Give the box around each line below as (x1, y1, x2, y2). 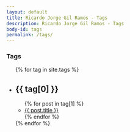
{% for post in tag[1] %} (24, 100, 84, 107)
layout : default (6, 9, 48, 15)
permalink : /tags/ (6, 32, 53, 38)
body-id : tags (6, 26, 43, 33)
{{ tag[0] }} (15, 83, 59, 94)
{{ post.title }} (24, 107, 59, 114)
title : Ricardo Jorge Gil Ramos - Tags (6, 15, 108, 21)
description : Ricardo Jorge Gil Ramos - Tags (6, 20, 124, 26)
